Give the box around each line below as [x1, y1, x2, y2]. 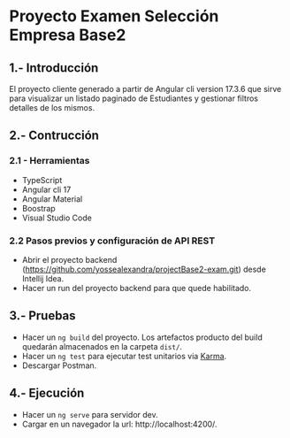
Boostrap [21, 203, 56, 213]
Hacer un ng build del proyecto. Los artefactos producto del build [21, 332, 263, 342]
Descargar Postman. [21, 360, 97, 371]
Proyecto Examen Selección [9, 6, 219, 27]
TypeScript [21, 174, 63, 185]
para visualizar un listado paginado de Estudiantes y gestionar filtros [9, 93, 259, 104]
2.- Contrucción [9, 128, 100, 143]
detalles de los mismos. [9, 103, 95, 112]
